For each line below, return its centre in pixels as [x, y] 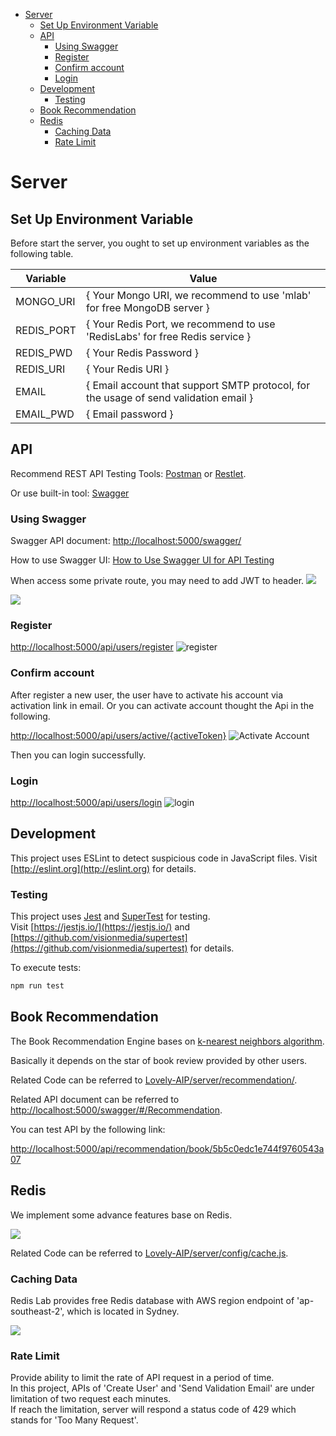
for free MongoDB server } [147, 307]
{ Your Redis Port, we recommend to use [180, 324]
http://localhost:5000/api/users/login [86, 802]
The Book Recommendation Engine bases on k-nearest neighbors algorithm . [167, 1041]
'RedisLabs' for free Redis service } [168, 336]
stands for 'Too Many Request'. [74, 1420]
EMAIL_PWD [45, 414]
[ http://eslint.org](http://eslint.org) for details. [103, 868]
